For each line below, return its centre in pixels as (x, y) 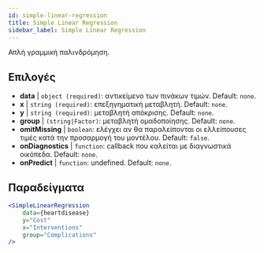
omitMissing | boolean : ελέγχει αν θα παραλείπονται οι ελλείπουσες (133, 130)
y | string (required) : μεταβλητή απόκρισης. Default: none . (117, 113)
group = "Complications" (59, 235)
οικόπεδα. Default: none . (59, 155)
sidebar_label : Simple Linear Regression (77, 30)
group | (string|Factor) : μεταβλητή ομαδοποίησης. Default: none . (127, 121)
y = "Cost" (37, 220)
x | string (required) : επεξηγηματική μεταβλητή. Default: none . (124, 104)
